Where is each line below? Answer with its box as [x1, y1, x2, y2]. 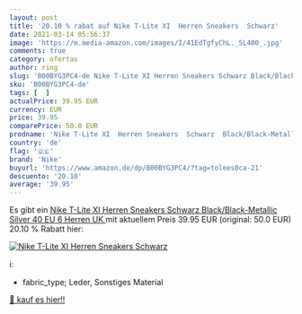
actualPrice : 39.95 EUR [9, 96, 99, 106]
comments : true [9, 47, 67, 56]
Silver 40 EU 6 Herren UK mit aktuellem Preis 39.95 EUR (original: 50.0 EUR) [9, 214, 292, 225]
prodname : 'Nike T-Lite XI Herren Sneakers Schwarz [9, 130, 216, 139]
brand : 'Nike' [9, 154, 63, 164]
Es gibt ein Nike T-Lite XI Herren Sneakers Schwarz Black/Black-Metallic [9, 205, 278, 215]
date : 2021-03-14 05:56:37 [9, 30, 111, 39]
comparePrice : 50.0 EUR [9, 122, 99, 131]
